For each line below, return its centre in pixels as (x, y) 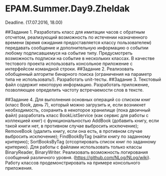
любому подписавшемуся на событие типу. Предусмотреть (69, 53)
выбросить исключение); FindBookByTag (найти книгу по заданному (78, 136)
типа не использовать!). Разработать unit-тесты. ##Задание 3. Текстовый (83, 79)
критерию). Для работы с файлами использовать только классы (74, 147)
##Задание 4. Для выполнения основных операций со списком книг (78, 99)
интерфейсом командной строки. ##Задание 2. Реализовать (70, 69)
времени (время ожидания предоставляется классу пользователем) (78, 42)
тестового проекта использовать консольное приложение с (69, 63)
